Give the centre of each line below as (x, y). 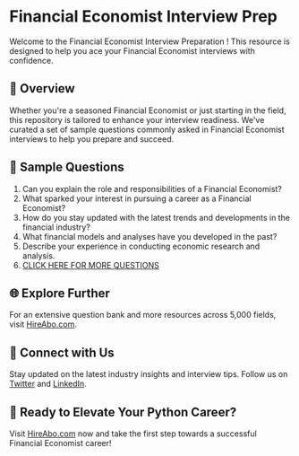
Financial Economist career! (60, 443)
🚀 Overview (42, 88)
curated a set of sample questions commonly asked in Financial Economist (147, 129)
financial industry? (56, 227)
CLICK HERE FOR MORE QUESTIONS (90, 265)
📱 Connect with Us (62, 352)
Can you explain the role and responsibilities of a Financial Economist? (152, 189)
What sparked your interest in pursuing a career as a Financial (137, 198)
